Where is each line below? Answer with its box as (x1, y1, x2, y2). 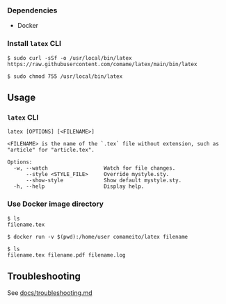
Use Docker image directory (7, 199, 104, 209)
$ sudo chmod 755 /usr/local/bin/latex (7, 72, 123, 80)
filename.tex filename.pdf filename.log (7, 251, 127, 259)
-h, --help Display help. (13, 183, 145, 190)
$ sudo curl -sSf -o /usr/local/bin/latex (7, 54, 132, 61)
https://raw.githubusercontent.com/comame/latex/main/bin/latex (7, 61, 197, 67)
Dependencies (7, 6, 58, 15)
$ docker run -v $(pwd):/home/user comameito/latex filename (7, 233, 188, 240)
